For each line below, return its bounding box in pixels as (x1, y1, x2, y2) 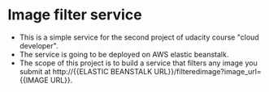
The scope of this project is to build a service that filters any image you (19, 58, 258, 68)
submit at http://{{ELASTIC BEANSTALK (19, 66, 153, 76)
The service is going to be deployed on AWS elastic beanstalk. (19, 49, 229, 59)
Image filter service (7, 6, 143, 24)
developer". (19, 40, 59, 50)
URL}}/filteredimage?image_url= (153, 66, 262, 76)
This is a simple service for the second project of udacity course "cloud (19, 32, 259, 42)
